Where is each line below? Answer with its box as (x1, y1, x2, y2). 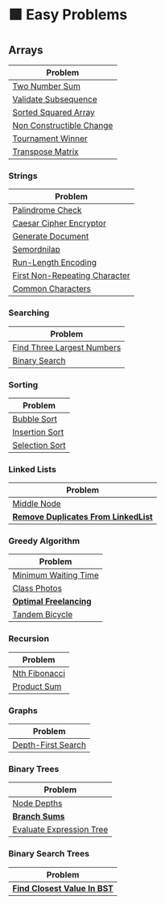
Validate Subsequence (12, 93, 98, 105)
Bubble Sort (12, 413, 58, 425)
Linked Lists (8, 463, 56, 475)
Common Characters (12, 283, 91, 294)
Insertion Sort (12, 426, 64, 437)
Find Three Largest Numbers (12, 342, 122, 353)
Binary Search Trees (8, 848, 90, 860)
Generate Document (12, 230, 89, 242)
